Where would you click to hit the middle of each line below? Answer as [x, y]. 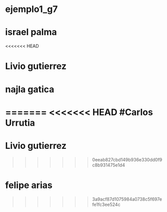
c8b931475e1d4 [108, 165]
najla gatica [30, 89]
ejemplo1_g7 [31, 9]
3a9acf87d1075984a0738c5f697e [127, 199]
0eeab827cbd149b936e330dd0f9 [127, 159]
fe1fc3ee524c [106, 204]
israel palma [31, 32]
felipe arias [29, 185]
